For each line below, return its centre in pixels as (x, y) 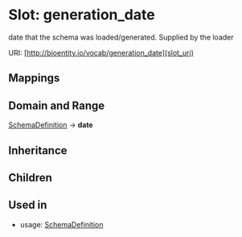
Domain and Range (57, 105)
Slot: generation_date (82, 15)
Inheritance (38, 150)
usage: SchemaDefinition (62, 224)
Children (30, 178)
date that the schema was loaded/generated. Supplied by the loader (121, 37)
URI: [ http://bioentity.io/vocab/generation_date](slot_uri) (101, 52)
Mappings (34, 78)
